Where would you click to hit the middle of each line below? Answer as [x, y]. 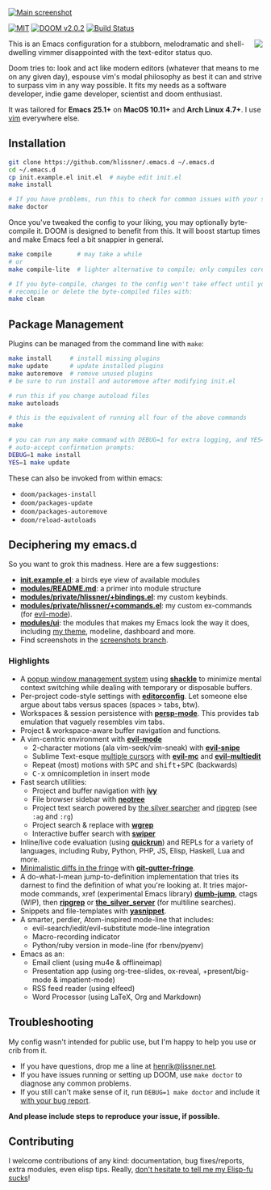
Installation [37, 144]
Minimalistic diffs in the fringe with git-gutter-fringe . [108, 868]
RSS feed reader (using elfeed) [83, 988]
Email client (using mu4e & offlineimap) [97, 962]
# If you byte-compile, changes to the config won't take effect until [131, 284]
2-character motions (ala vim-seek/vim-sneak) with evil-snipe [136, 747]
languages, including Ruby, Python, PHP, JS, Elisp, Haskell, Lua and [132, 850]
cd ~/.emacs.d [32, 170]
